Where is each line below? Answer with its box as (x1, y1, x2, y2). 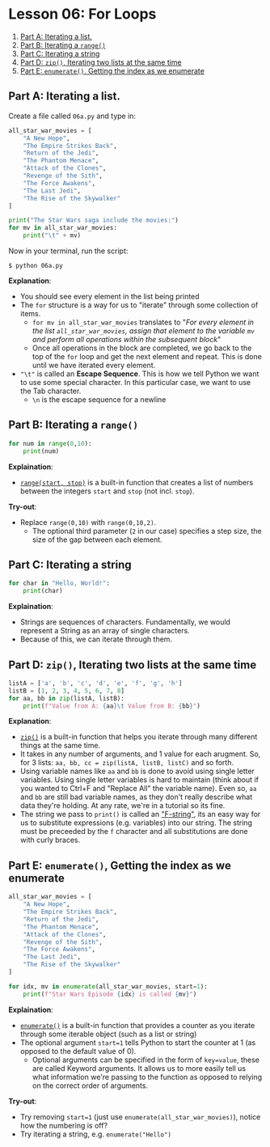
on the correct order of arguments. (32, 1081, 148, 1090)
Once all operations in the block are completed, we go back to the (32, 343, 252, 353)
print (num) (23, 447, 60, 455)
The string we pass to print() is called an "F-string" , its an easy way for (19, 810, 261, 819)
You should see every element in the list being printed (19, 292, 200, 301)
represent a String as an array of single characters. (19, 626, 190, 636)
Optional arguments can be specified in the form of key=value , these (32, 1055, 260, 1064)
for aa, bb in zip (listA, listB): (8, 694, 125, 702)
